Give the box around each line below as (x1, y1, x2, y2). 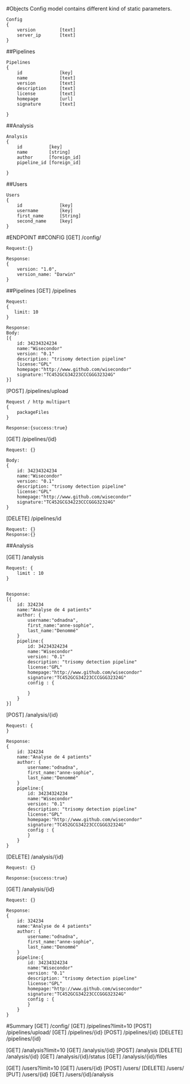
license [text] (17, 91, 76, 97)
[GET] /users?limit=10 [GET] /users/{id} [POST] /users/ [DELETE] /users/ (6, 1064, 185, 1071)
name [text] (17, 75, 76, 81)
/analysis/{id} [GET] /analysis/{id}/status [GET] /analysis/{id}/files (6, 1053, 168, 1060)
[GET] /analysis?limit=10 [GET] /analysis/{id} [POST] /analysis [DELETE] (6, 1046, 183, 1054)
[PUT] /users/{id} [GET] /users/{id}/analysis (6, 1071, 114, 1078)
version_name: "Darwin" (17, 271, 76, 277)
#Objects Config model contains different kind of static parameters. (6, 5, 172, 12)
